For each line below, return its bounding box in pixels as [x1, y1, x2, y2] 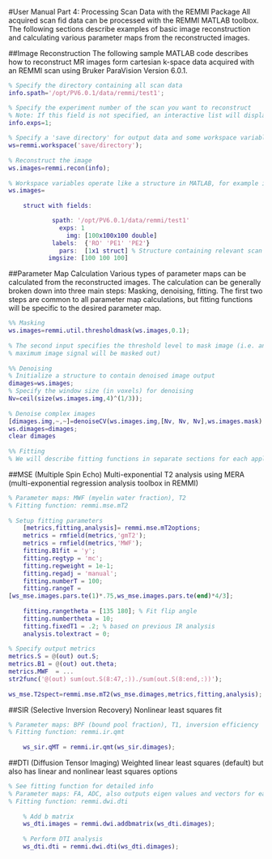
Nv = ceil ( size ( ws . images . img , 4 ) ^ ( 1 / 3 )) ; [8, 395, 143, 403]
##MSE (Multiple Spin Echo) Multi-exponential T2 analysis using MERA [8, 469, 245, 479]
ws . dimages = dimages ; [8, 425, 79, 433]
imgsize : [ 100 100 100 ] [48, 254, 129, 262]
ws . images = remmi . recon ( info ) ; [8, 164, 111, 172]
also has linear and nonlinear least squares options [8, 766, 178, 776]
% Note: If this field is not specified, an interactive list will [8, 111, 241, 119]
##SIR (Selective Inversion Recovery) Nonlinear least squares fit [8, 705, 223, 714]
